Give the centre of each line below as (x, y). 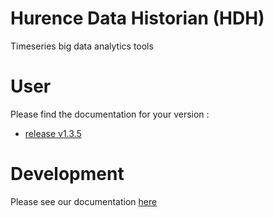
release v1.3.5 (53, 133)
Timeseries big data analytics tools (82, 46)
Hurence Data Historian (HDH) (137, 18)
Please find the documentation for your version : (110, 114)
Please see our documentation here (84, 201)
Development (67, 174)
